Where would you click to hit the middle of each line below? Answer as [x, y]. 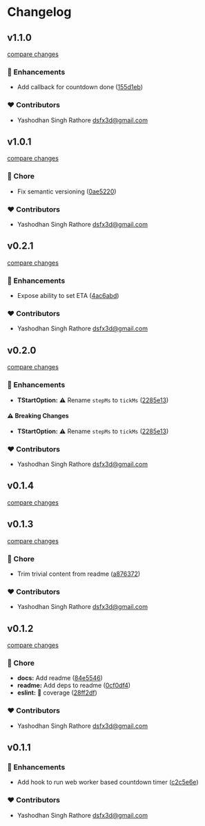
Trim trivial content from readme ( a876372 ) [79, 574]
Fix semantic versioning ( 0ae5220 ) [67, 191]
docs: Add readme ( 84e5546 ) [60, 678]
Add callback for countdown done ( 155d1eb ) [80, 87]
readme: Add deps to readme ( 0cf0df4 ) [74, 686]
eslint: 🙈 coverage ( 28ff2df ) [57, 693]
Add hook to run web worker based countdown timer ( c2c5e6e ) [108, 782]
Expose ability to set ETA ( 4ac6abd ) [68, 296]
